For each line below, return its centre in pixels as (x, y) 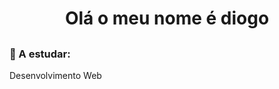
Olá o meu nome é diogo (167, 18)
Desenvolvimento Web (55, 75)
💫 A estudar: (40, 54)
